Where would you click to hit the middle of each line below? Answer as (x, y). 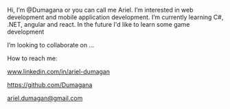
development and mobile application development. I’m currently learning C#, (115, 17)
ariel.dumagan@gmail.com (45, 98)
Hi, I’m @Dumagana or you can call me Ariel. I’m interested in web (100, 10)
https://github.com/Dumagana (50, 85)
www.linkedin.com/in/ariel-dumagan (58, 72)
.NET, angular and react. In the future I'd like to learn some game (99, 24)
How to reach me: (32, 58)
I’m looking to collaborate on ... (51, 45)
